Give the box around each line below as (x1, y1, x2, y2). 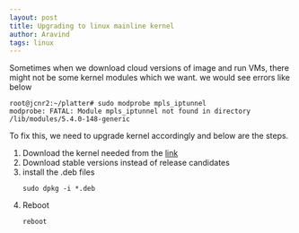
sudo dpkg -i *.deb (22, 185, 96, 194)
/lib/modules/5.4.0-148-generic (9, 115, 130, 124)
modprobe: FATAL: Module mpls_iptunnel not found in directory (9, 107, 251, 116)
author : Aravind (9, 30, 70, 39)
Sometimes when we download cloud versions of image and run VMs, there (9, 63, 290, 73)
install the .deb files (22, 167, 95, 177)
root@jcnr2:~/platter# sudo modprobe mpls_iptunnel (9, 99, 207, 108)
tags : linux (9, 38, 54, 47)
